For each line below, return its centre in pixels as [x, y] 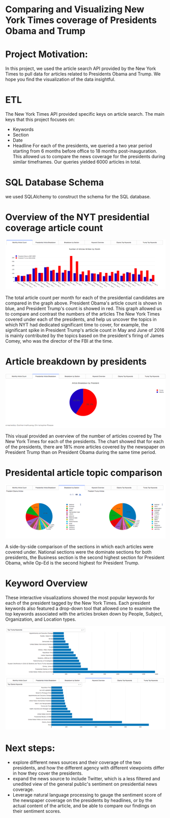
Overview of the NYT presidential [77, 217]
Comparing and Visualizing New [75, 9]
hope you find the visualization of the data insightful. [60, 80]
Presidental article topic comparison [84, 473]
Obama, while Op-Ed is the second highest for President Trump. [73, 563]
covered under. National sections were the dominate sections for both [78, 552]
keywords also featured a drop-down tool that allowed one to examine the [83, 608]
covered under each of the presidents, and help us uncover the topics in [81, 319]
